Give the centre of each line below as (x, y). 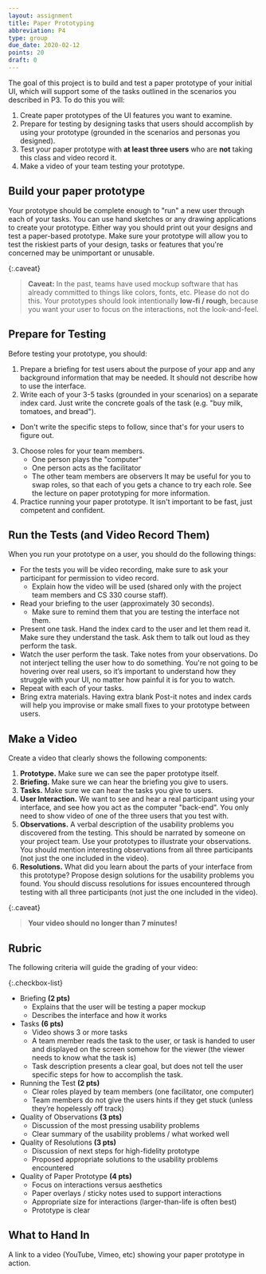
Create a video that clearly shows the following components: (108, 758)
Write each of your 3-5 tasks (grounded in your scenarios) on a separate (139, 394)
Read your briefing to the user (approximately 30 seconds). (117, 604)
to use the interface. (53, 386)
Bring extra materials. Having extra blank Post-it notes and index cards (136, 697)
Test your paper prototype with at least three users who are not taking (136, 149)
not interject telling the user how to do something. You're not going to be (139, 663)
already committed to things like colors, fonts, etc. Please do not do (138, 292)
